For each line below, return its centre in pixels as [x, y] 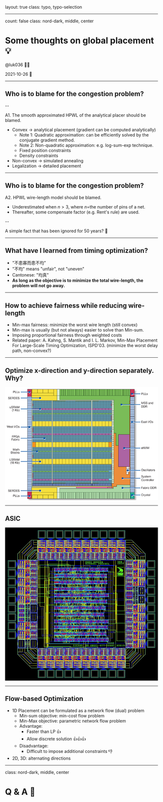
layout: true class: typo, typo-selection [44, 7]
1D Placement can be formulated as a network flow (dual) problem [78, 710]
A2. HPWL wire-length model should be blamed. [53, 197]
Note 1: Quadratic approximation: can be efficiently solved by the [84, 135]
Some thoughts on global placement [80, 41]
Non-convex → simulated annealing [48, 160]
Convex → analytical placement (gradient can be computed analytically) [84, 130]
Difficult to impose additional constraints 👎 [70, 751]
